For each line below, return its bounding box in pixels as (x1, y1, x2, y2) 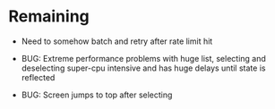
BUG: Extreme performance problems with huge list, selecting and (21, 53, 266, 63)
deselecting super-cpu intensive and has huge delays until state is (21, 63, 266, 73)
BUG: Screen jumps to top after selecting (21, 89, 173, 100)
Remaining (8, 6, 90, 27)
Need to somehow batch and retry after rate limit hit (21, 36, 213, 46)
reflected (21, 71, 56, 82)
